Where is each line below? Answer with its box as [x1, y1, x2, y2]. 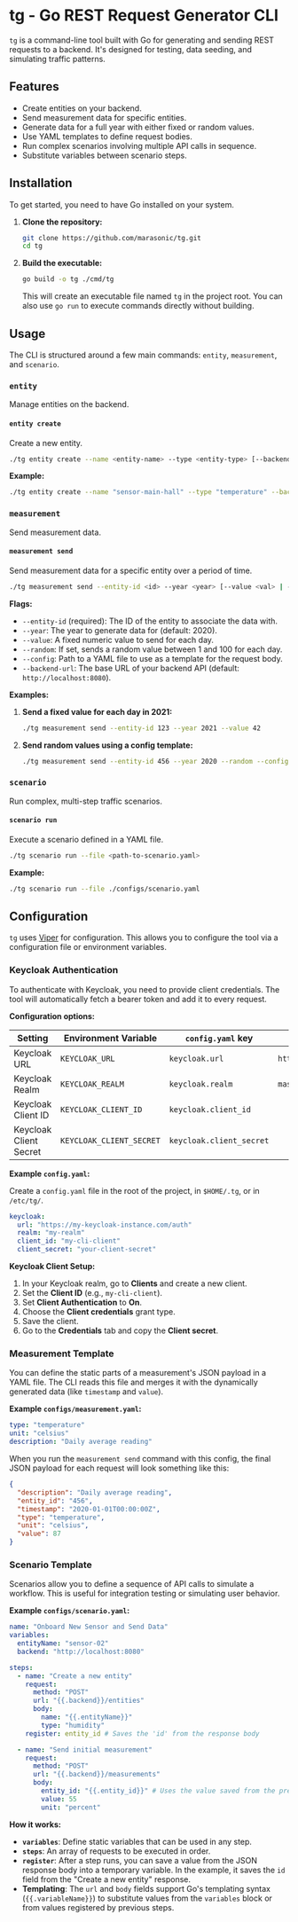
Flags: [9, 598, 33, 608]
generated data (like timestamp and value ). [9, 1386, 164, 1397]
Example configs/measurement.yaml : [9, 1403, 142, 1415]
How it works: [9, 1819, 62, 1830]
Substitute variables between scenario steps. [21, 150, 188, 161]
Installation [9, 176, 73, 191]
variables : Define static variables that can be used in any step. [21, 1836, 253, 1847]
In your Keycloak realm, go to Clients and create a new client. [21, 1278, 247, 1289]
